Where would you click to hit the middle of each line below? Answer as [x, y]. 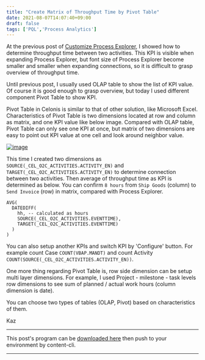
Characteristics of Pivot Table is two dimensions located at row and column [101, 116]
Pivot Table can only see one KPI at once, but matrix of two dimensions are [101, 129]
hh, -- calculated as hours [53, 214]
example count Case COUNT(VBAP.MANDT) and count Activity [80, 253]
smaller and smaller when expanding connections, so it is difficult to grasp [100, 66]
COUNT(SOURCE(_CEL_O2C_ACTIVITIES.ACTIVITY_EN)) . [70, 259]
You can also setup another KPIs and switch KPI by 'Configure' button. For [100, 246]
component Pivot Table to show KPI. [52, 97]
